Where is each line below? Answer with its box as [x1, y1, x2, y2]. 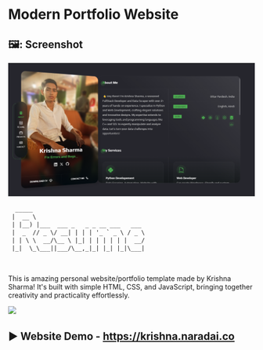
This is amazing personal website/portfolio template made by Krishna [8, 274, 232, 283]
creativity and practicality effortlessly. [8, 290, 130, 300]
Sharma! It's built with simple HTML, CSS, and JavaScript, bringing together [8, 283, 253, 292]
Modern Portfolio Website [8, 5, 179, 24]
